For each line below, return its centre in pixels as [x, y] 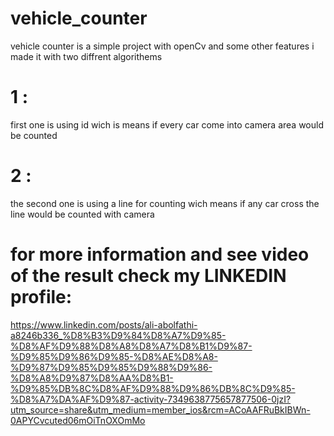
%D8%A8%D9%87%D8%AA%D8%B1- [92, 378]
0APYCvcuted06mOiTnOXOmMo [78, 420]
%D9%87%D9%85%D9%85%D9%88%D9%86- [111, 367]
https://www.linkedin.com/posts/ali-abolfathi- [104, 324]
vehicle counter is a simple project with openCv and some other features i [162, 46]
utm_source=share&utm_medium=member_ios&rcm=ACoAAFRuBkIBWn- [160, 409]
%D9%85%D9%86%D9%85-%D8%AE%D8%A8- [114, 356]
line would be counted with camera [82, 214]
